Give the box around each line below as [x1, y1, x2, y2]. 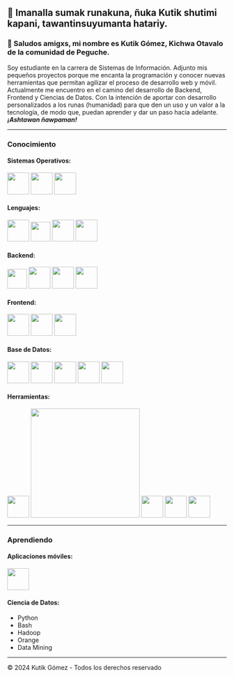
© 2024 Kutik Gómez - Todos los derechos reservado [7, 664, 162, 672]
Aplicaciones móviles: [7, 552, 73, 560]
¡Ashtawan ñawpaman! [7, 115, 78, 124]
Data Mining [17, 643, 52, 652]
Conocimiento [7, 139, 56, 149]
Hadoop [17, 629, 40, 637]
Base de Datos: [7, 345, 52, 354]
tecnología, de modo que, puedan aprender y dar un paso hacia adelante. [7, 107, 218, 116]
